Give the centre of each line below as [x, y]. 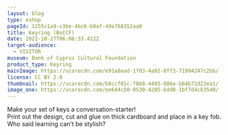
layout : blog [26, 13]
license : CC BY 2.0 [35, 77]
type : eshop [24, 20]
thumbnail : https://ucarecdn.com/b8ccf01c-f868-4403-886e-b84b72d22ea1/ [113, 84]
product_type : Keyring [39, 64]
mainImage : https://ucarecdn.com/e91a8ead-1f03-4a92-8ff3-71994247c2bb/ [113, 71]
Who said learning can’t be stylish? [56, 124]
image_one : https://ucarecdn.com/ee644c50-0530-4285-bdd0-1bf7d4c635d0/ [113, 90]
